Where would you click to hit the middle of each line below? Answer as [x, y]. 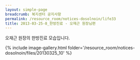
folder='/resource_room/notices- [101, 48]
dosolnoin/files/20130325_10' [35, 53]
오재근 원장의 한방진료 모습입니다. [38, 38]
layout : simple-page [26, 10]
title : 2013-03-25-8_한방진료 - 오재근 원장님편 [50, 23]
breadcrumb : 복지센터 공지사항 [33, 14]
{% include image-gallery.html [36, 48]
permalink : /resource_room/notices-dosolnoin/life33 [61, 19]
